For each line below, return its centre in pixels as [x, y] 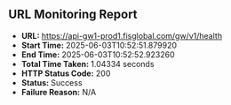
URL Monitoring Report [73, 15]
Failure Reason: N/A [59, 92]
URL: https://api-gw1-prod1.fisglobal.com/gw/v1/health [122, 35]
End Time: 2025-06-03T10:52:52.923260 [98, 54]
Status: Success [52, 82]
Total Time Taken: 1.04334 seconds [88, 64]
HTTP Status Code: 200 [66, 73]
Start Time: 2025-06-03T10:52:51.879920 [99, 45]
